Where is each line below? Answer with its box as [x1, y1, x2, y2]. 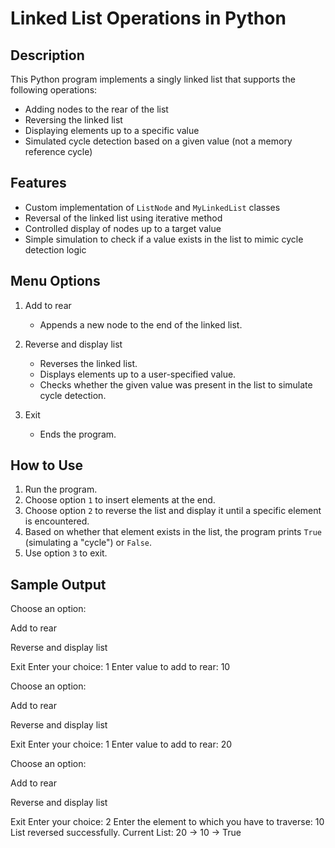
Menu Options [10, 273, 101, 290]
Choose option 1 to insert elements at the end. [24, 494, 216, 506]
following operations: [10, 84, 98, 96]
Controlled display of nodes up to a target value [24, 222, 222, 234]
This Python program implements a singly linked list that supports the [10, 73, 296, 85]
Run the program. [24, 483, 98, 496]
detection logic [24, 243, 87, 256]
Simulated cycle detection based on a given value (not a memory [24, 135, 293, 147]
